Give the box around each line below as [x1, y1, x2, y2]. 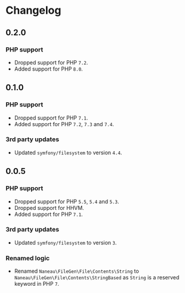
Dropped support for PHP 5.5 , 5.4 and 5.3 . [14, 198, 120, 205]
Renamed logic [5, 254, 50, 262]
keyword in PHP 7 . [14, 280, 60, 288]
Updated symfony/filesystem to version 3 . [14, 239, 117, 246]
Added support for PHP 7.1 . [14, 210, 83, 218]
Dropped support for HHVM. [14, 204, 84, 211]
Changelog [5, 4, 61, 17]
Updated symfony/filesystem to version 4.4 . [14, 149, 122, 156]
